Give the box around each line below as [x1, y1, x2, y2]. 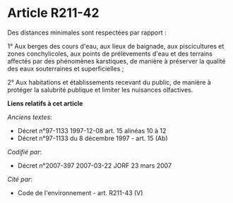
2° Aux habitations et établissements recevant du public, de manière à [7, 78, 212, 86]
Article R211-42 [7, 5, 100, 21]
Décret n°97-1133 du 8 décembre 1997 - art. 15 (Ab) [17, 134, 168, 142]
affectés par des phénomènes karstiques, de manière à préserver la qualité [7, 56, 226, 65]
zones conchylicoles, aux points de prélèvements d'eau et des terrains [7, 49, 213, 58]
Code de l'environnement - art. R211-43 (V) [17, 188, 143, 197]
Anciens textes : [7, 113, 53, 121]
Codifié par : [7, 147, 42, 156]
